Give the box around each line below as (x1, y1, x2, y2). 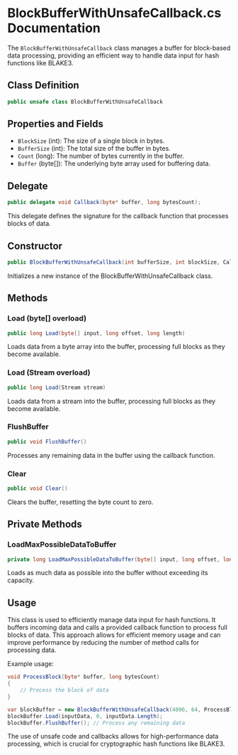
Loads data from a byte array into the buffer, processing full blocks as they (7, 343, 225, 351)
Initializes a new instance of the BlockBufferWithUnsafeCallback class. (7, 272, 213, 280)
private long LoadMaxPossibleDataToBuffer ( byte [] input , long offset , (7, 556, 220, 563)
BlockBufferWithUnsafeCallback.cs (7, 5, 222, 21)
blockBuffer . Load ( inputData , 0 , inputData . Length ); (7, 712, 163, 719)
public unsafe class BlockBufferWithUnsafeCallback (7, 98, 163, 105)
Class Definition (7, 80, 79, 92)
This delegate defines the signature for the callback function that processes (7, 212, 229, 220)
